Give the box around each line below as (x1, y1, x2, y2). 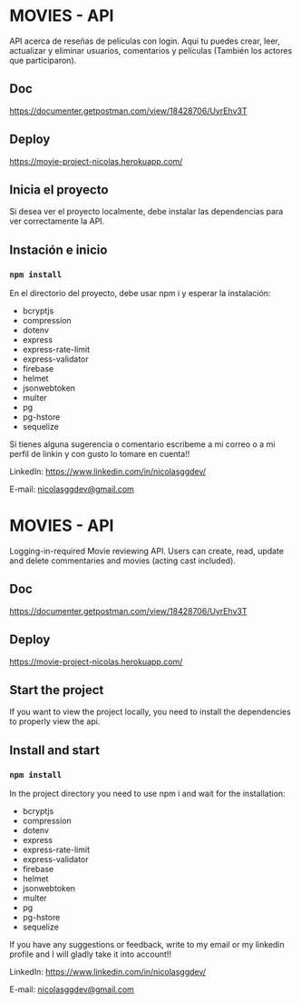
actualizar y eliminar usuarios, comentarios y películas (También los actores (9, 45, 293, 55)
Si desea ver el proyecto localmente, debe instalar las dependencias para (9, 206, 284, 217)
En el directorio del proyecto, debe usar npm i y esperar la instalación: (9, 288, 271, 299)
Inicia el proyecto (9, 182, 109, 197)
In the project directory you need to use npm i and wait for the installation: (9, 788, 286, 800)
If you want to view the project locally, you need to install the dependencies (9, 706, 292, 718)
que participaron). (9, 55, 77, 65)
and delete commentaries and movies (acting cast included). (9, 555, 236, 566)
